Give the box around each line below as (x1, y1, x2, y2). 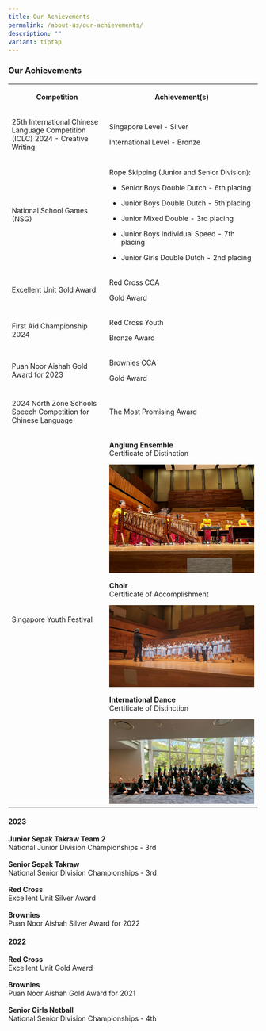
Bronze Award (109, 333, 156, 343)
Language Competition (11, 125, 86, 135)
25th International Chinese (11, 117, 99, 127)
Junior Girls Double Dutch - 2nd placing (120, 252, 252, 262)
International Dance (109, 695, 177, 705)
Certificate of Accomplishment (109, 589, 209, 599)
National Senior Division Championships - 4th (8, 1014, 157, 1023)
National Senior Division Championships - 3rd (8, 868, 157, 878)
